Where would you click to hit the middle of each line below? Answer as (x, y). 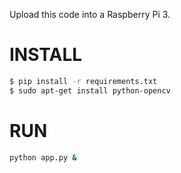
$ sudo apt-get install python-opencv (90, 90)
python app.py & (43, 157)
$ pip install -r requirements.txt (83, 81)
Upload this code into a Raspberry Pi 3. (90, 14)
